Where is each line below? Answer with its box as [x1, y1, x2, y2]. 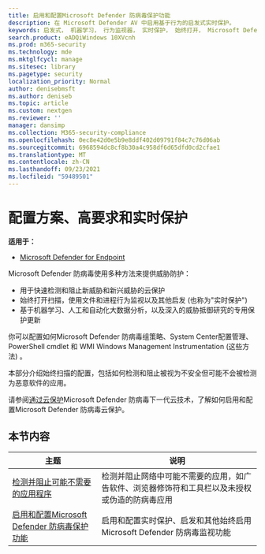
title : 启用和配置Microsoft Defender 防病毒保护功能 [8, 11, 171, 20]
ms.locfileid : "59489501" [8, 173, 93, 181]
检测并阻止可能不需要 [12, 476, 92, 487]
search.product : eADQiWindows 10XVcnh [8, 33, 136, 42]
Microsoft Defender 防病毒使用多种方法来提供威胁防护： [8, 269, 191, 278]
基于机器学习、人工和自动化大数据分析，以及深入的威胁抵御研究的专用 [19, 305, 248, 314]
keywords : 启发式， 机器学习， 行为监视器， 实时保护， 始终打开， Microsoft [8, 26, 241, 34]
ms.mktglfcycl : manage [8, 56, 83, 64]
